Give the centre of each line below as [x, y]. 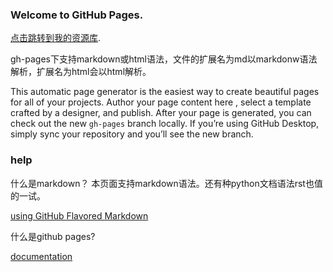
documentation [41, 256]
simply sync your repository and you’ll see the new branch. [132, 134]
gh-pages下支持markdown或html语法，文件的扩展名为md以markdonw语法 [164, 59]
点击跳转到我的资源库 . [56, 38]
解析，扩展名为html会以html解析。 [81, 72]
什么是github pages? [53, 236]
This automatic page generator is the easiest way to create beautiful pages [165, 92]
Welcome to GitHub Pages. [77, 15]
